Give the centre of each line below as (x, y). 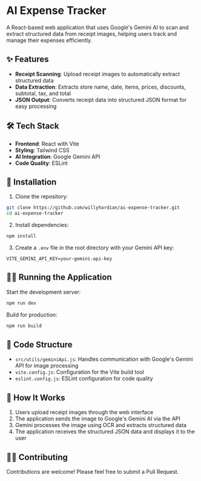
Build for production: (32, 314)
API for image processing (47, 366)
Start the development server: (44, 292)
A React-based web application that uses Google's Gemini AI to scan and (97, 27)
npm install (21, 236)
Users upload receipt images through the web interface (84, 412)
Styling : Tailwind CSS (42, 150)
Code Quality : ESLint (41, 163)
